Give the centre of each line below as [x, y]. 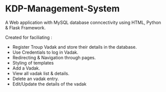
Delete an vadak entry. [35, 79]
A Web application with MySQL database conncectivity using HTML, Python [83, 22]
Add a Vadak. [26, 68]
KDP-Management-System [63, 9]
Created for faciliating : [29, 37]
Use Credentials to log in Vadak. [45, 52]
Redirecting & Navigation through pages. [54, 57]
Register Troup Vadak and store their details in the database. [75, 47]
